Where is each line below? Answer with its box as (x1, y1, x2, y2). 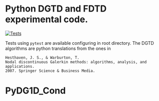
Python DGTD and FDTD (5, 3, 107, 15)
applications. (5, 64, 35, 69)
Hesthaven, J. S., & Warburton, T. (5, 55, 80, 60)
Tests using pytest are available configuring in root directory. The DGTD (5, 40, 154, 46)
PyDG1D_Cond (5, 85, 66, 96)
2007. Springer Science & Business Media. (5, 68, 95, 73)
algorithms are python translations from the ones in (5, 45, 111, 51)
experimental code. (5, 14, 88, 25)
